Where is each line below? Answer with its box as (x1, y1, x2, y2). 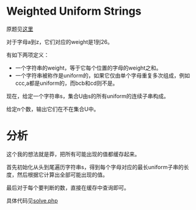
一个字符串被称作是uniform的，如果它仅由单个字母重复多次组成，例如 (15, 71, 191, 79)
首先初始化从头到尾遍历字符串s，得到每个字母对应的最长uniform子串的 (6, 163, 184, 170)
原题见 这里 (6, 25, 34, 32)
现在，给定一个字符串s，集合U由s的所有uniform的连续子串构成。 (6, 92, 170, 100)
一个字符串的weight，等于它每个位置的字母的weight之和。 (15, 64, 162, 71)
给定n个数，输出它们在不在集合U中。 (6, 105, 100, 112)
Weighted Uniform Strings (6, 4, 142, 18)
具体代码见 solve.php (6, 197, 58, 204)
